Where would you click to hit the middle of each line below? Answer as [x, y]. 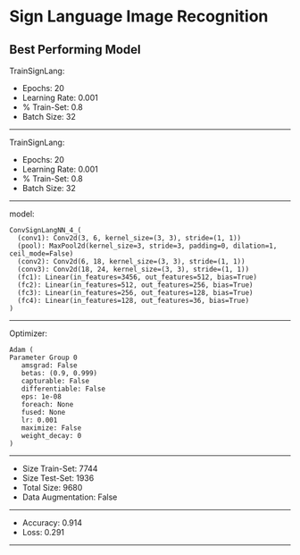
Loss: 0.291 [43, 532]
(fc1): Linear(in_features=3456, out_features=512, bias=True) [137, 277]
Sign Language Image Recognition [139, 17]
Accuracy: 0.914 [52, 523]
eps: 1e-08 [42, 397]
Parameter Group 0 [43, 357]
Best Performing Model [75, 50]
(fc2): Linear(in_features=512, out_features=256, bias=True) [135, 285]
